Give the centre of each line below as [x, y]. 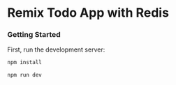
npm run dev [24, 75]
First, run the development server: [56, 49]
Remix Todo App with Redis [88, 13]
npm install [24, 63]
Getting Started [34, 35]
